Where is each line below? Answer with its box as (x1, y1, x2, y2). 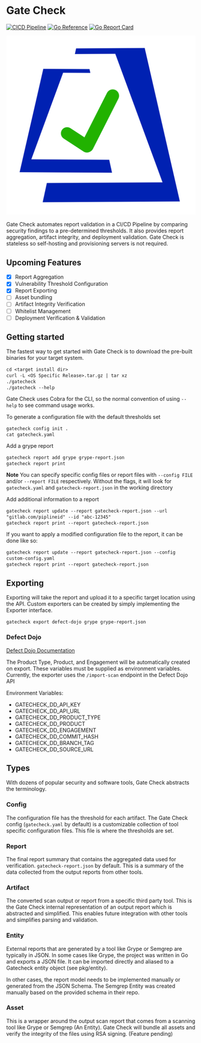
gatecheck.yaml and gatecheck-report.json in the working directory (6, 484, 173, 491)
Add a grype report (6, 442, 54, 450)
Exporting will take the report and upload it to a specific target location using (6, 594, 196, 601)
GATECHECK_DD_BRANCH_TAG (14, 739, 94, 746)
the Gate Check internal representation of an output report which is (6, 903, 172, 911)
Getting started (6, 332, 65, 342)
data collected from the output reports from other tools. (6, 868, 143, 876)
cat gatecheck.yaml (6, 432, 55, 438)
